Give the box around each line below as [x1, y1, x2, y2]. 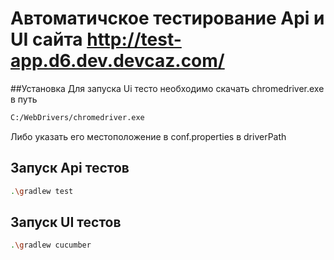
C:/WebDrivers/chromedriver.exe [10, 112, 145, 122]
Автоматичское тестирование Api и [10, 7, 325, 30]
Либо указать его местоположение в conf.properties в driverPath [10, 130, 287, 142]
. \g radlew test [10, 186, 74, 196]
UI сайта [10, 28, 83, 51]
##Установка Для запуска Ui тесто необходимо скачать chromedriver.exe [10, 82, 325, 94]
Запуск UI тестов [10, 213, 122, 231]
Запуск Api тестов [10, 160, 130, 177]
